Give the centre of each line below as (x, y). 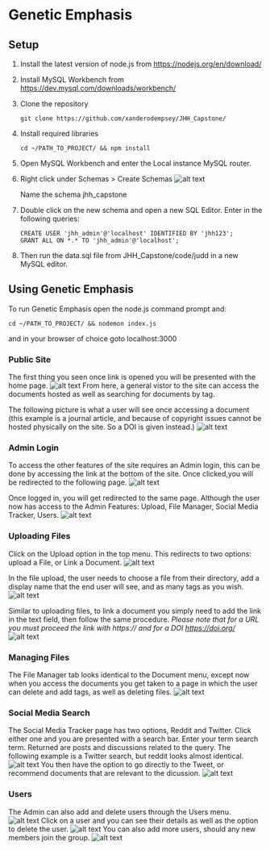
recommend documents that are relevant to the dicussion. (104, 773)
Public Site (30, 359)
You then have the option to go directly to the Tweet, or (132, 765)
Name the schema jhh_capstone (73, 194)
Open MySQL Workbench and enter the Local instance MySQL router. (135, 163)
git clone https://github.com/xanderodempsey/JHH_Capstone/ (123, 119)
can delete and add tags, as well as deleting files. (90, 692)
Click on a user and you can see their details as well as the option (150, 820)
